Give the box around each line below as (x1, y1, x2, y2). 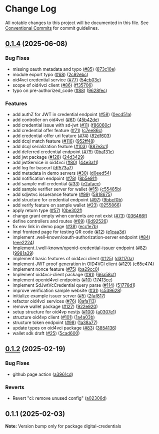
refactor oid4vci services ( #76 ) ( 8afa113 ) (12, 298, 96, 304)
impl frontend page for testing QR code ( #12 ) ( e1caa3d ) (12, 229, 126, 235)
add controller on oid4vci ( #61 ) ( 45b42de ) (12, 117, 99, 123)
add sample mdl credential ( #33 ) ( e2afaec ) (12, 180, 101, 186)
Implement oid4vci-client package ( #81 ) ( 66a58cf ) (12, 271, 116, 277)
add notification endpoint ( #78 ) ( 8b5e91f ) (12, 175, 98, 181)
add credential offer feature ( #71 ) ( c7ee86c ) (12, 127, 103, 133)
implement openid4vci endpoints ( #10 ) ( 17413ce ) (12, 277, 113, 283)
